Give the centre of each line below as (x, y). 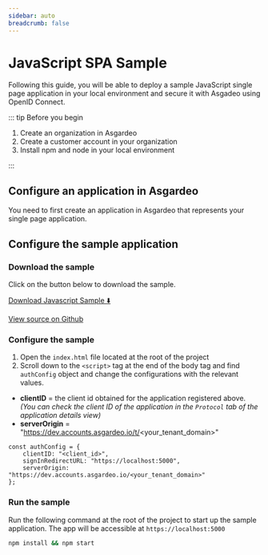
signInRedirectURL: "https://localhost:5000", (102, 461)
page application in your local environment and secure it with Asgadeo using (134, 94)
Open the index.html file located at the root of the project (114, 357)
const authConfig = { (44, 447)
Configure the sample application (93, 244)
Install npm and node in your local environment (97, 150)
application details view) (60, 415)
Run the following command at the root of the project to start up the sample (133, 520)
